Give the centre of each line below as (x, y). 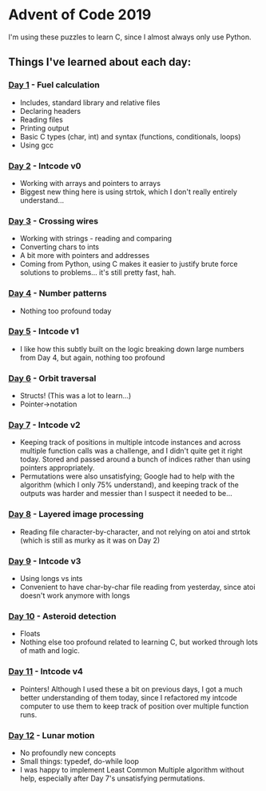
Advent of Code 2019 (80, 15)
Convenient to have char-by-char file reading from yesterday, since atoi (137, 587)
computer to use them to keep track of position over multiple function (134, 706)
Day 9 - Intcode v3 (45, 561)
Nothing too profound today (66, 311)
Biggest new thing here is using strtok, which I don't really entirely (129, 192)
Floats (30, 634)
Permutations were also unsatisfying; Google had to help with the (127, 476)
